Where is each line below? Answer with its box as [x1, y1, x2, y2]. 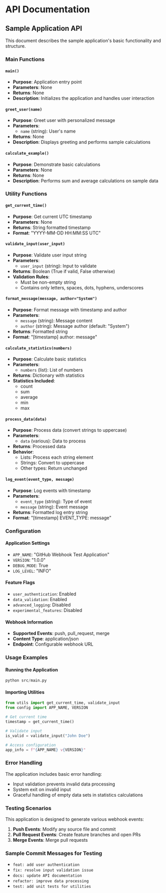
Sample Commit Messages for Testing [5, 849, 102, 857]
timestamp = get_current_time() [5, 719, 74, 725]
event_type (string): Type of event [20, 498, 92, 504]
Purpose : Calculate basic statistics [12, 356, 87, 362]
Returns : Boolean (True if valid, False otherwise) [12, 268, 115, 274]
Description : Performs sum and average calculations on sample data [12, 178, 159, 184]
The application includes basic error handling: [5, 771, 102, 777]
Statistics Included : [12, 378, 55, 384]
